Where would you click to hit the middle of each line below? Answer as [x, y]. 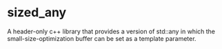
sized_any [37, 13]
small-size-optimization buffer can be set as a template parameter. [102, 38]
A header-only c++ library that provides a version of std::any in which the [111, 31]
